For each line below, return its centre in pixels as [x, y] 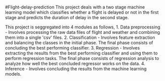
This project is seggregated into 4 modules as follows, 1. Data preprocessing [83, 27]
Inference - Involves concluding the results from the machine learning [76, 69]
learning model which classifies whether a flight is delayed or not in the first [82, 12]
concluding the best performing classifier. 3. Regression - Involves [73, 48]
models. [13, 74]
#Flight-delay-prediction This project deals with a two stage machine [75, 7]
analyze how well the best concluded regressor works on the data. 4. [75, 64]
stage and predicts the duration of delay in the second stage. [67, 17]
